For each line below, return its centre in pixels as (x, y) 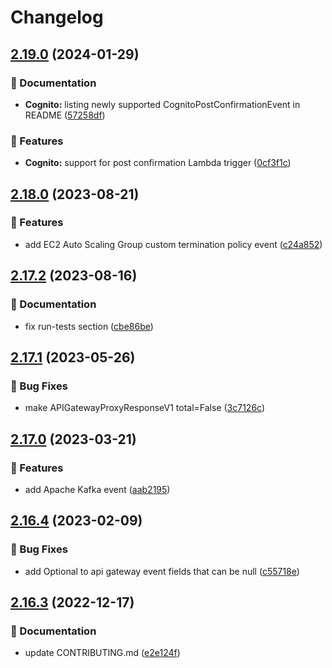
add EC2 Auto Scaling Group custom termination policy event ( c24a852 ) (173, 244)
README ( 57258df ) (65, 115)
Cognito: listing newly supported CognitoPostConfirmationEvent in (162, 104)
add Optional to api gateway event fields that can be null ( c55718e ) (162, 571)
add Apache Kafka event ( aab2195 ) (97, 489)
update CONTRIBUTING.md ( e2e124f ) (102, 653)
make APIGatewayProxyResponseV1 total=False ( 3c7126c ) (145, 408)
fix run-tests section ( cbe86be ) (89, 326)
